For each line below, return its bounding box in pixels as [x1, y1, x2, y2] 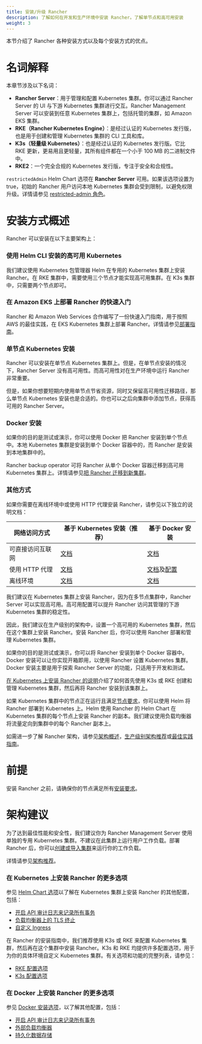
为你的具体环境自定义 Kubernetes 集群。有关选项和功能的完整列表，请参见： [6, 952, 196, 959]
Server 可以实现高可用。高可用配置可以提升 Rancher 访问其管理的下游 [6, 600, 180, 608]
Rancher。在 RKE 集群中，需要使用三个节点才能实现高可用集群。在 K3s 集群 [6, 274, 195, 281]
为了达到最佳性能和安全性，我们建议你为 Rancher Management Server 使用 [6, 829, 192, 836]
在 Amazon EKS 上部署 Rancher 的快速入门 [6, 298, 131, 307]
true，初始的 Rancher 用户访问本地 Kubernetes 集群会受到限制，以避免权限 [6, 183, 192, 190]
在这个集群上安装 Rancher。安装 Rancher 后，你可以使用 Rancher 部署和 [6, 628, 186, 635]
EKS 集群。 [14, 117, 43, 124]
